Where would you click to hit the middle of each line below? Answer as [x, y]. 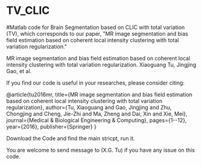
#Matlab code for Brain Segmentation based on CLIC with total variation [96, 27]
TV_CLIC [28, 11]
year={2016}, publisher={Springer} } [51, 126]
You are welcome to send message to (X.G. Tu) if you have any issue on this [100, 150]
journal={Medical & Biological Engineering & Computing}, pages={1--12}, [96, 120]
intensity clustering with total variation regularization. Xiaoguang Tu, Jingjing [101, 65]
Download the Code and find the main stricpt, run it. [71, 138]
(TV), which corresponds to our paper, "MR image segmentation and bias [97, 33]
